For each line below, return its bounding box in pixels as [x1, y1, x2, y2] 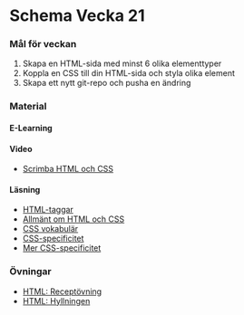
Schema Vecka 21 [9, 5, 145, 26]
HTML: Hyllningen [22, 295, 91, 306]
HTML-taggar [22, 205, 74, 215]
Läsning [9, 184, 41, 195]
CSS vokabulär [22, 224, 79, 234]
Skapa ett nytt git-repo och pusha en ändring [22, 78, 191, 89]
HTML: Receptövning [22, 286, 102, 297]
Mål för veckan [9, 38, 77, 51]
